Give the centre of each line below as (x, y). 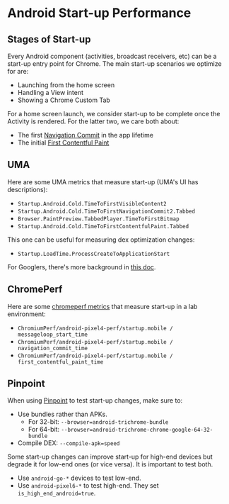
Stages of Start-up (49, 39)
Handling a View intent (50, 93)
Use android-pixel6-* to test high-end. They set (88, 486)
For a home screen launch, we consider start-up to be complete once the (114, 114)
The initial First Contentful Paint (63, 142)
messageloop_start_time (53, 335)
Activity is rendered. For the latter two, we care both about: (93, 121)
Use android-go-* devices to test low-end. (79, 478)
